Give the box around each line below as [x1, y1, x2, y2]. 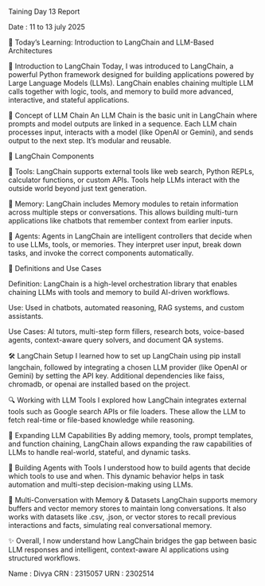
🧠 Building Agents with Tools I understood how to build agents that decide [8, 463, 251, 472]
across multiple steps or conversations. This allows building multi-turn [8, 208, 239, 217]
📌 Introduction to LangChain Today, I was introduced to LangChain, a [8, 61, 234, 71]
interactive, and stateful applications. [8, 95, 130, 104]
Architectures [8, 46, 53, 55]
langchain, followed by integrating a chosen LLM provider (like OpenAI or [8, 363, 248, 372]
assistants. [8, 312, 44, 320]
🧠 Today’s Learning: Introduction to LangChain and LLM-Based [8, 37, 215, 47]
